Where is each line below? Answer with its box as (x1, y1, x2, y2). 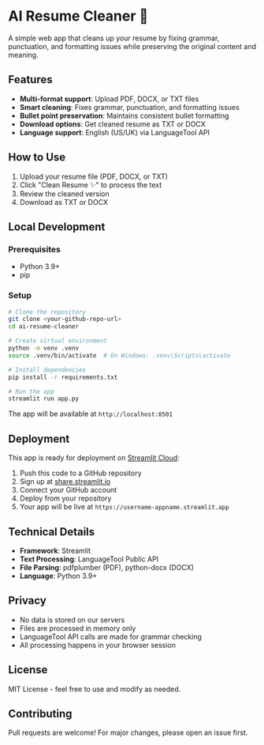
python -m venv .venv (8, 344, 80, 353)
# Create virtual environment (8, 337, 108, 345)
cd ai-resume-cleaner (8, 323, 80, 331)
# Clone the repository (8, 308, 87, 316)
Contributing (8, 707, 73, 720)
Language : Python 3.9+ (19, 571, 98, 580)
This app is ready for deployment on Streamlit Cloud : (8, 453, 180, 463)
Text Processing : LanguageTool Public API (19, 554, 159, 564)
